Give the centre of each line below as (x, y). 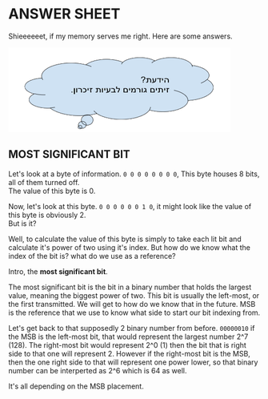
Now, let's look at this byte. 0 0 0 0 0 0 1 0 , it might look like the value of (130, 206)
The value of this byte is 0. (52, 191)
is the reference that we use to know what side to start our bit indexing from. (134, 312)
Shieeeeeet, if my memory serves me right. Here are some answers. (121, 36)
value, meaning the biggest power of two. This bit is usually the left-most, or (134, 295)
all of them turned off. (44, 182)
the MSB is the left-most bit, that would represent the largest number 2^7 (128, 337)
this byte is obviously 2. (47, 215)
